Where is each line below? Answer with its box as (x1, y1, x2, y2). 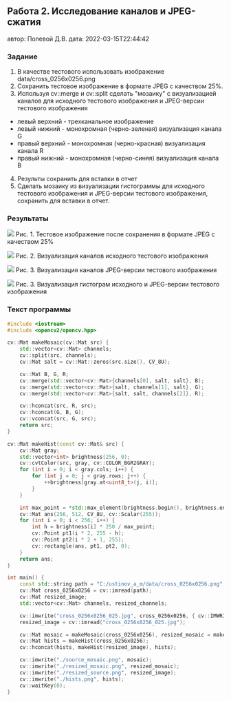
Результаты (7, 214, 49, 223)
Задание (7, 52, 38, 61)
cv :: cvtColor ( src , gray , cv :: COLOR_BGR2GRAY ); (19, 460, 155, 467)
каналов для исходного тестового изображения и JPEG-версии (16, 96, 205, 105)
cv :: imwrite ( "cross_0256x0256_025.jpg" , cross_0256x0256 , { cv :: (19, 612, 211, 619)
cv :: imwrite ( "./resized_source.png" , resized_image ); (19, 669, 177, 676)
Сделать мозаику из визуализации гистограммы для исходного (16, 182, 205, 190)
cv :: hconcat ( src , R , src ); (19, 402, 97, 409)
